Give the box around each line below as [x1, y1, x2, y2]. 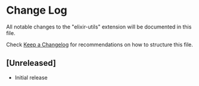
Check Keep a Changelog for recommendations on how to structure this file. [6, 41, 194, 48]
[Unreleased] [6, 58, 57, 68]
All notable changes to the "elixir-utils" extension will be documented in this [6, 23, 192, 30]
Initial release [14, 74, 48, 81]
